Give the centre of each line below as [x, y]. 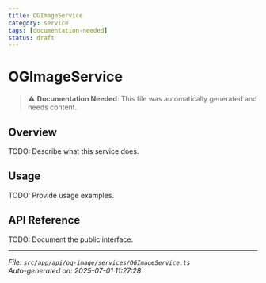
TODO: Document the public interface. [70, 239]
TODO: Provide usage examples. [61, 195]
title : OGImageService [46, 15]
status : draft [32, 38]
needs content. [52, 107]
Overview [33, 132]
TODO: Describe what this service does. [74, 151]
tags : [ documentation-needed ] [58, 30]
